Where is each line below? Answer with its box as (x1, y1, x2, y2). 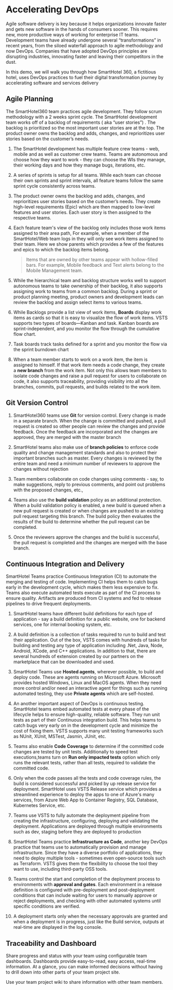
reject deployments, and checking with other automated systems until (13, 898, 161, 904)
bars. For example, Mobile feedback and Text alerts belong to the (26, 262, 164, 268)
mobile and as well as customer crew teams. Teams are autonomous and (13, 151, 168, 157)
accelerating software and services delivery (6, 80, 99, 86)
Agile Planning (6, 95, 53, 103)
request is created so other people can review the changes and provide (13, 423, 165, 429)
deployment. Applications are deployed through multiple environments (13, 823, 162, 830)
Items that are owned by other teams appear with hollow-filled (26, 256, 158, 263)
